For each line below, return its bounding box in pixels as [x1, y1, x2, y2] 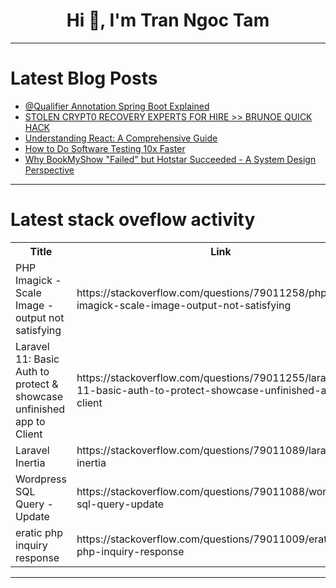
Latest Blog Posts [10, 67, 158, 90]
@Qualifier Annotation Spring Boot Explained [24, 100, 210, 112]
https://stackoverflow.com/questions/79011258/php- [76, 285, 334, 299]
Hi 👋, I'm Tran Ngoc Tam [66, 9, 270, 32]
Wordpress [15, 472, 67, 486]
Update [15, 509, 50, 523]
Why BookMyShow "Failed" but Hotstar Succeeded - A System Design [24, 153, 317, 165]
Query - [15, 497, 54, 511]
